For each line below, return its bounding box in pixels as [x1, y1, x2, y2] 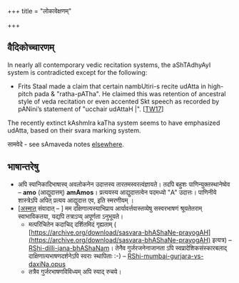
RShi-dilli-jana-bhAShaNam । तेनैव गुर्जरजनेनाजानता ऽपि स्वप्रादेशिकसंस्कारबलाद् [28, 243, 227, 252]
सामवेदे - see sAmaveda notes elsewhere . [7, 140, 125, 148]
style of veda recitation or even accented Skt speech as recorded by [17, 97, 220, 106]
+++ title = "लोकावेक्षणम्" [7, 7, 72, 15]
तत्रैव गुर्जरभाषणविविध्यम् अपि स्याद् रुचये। [28, 267, 122, 276]
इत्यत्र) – [212, 235, 232, 244]
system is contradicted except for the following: [7, 68, 148, 76]
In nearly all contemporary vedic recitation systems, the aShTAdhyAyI [7, 61, 211, 69]
